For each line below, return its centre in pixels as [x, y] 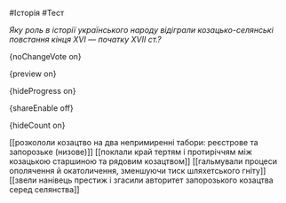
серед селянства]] [44, 189]
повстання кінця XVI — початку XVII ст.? [85, 39]
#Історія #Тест [37, 13]
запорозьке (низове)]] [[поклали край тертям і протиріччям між [131, 152]
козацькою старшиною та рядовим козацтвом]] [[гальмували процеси [143, 161]
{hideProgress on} [43, 91]
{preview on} [33, 74]
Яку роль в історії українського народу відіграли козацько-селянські [141, 30]
